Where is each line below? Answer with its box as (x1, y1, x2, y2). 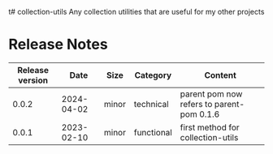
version (18, 75, 49, 86)
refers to (180, 98, 213, 109)
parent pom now (180, 88, 243, 100)
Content (204, 69, 237, 80)
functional (133, 126, 172, 138)
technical (133, 98, 169, 109)
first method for (180, 122, 240, 133)
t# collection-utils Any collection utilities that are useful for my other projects (8, 7, 265, 16)
